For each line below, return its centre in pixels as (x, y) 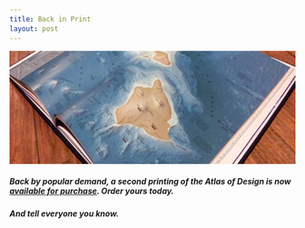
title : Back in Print (50, 19)
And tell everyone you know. (64, 214)
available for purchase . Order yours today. (92, 191)
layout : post (34, 28)
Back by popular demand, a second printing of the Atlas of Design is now (150, 182)
